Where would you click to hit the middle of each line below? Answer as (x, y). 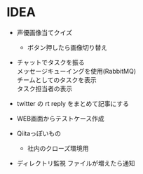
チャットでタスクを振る (50, 62)
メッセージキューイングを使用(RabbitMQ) (76, 71)
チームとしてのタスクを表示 (56, 80)
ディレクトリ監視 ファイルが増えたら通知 (76, 163)
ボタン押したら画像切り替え (67, 47)
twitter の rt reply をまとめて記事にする (73, 103)
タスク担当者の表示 (45, 88)
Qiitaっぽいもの (39, 133)
